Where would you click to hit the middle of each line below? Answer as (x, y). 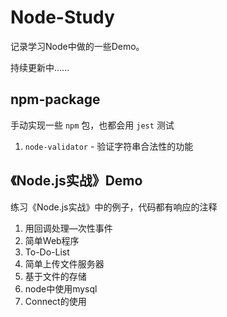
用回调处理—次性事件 (68, 228)
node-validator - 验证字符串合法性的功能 (109, 146)
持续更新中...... (40, 67)
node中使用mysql (61, 288)
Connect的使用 (55, 301)
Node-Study (62, 17)
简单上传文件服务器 (64, 263)
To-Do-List (47, 252)
